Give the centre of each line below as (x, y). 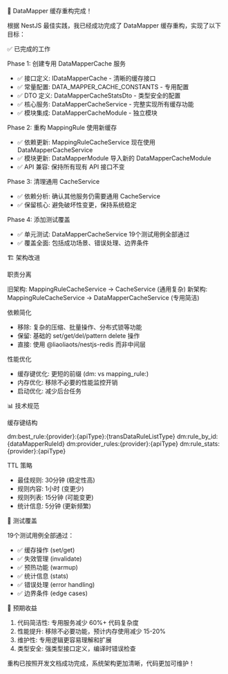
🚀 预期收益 (22, 608)
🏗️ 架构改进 (23, 258)
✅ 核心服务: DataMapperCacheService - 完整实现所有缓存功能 (106, 104)
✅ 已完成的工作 (29, 49)
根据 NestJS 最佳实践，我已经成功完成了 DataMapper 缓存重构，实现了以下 (114, 26)
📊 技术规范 (23, 406)
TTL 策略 (20, 465)
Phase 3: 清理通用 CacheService (54, 181)
